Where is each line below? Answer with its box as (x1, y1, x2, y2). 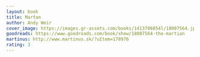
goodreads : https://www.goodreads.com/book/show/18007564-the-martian (6, 31, 185, 37)
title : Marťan (6, 14, 42, 20)
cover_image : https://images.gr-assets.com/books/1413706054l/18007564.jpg (6, 25, 198, 31)
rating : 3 (6, 42, 31, 48)
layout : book (6, 8, 39, 15)
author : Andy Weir (6, 20, 52, 26)
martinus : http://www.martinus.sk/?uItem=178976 (6, 36, 129, 42)
